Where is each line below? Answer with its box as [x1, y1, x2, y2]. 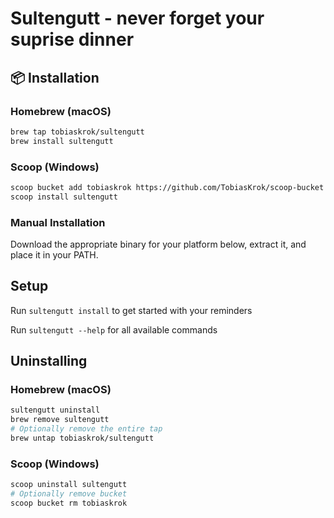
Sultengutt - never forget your [10, 7, 265, 30]
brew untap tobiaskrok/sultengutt [10, 433, 155, 444]
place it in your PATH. [10, 248, 99, 261]
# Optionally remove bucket [10, 489, 128, 499]
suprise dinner [10, 28, 135, 51]
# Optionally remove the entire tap [10, 424, 163, 434]
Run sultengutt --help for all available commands [10, 323, 218, 336]
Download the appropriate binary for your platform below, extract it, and [10, 238, 307, 250]
